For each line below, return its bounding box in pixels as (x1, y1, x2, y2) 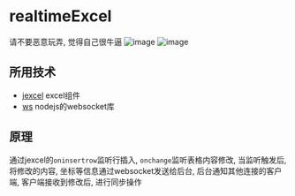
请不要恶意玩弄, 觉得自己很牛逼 (9, 36, 122, 47)
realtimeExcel (9, 6, 112, 26)
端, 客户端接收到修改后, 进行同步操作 (9, 177, 142, 187)
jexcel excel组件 (21, 90, 81, 101)
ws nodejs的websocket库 (21, 101, 115, 111)
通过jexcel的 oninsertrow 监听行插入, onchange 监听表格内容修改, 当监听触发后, (9, 155, 287, 165)
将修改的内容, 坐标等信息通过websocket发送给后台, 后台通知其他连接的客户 (9, 165, 283, 176)
